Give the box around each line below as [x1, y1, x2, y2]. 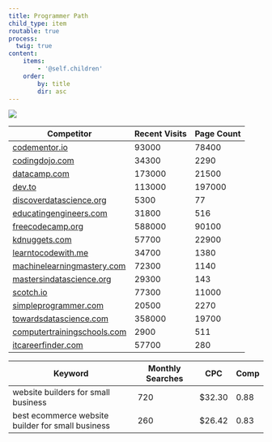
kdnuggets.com [12, 234, 72, 246]
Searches [145, 373, 184, 384]
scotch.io [12, 287, 48, 298]
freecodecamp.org [12, 221, 83, 232]
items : [23, 58, 45, 66]
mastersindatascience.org [12, 273, 112, 285]
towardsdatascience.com [12, 313, 109, 324]
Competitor [47, 128, 92, 139]
